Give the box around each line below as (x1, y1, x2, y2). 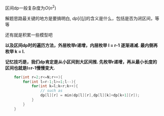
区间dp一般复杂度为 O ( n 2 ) (5, 4, 57, 11)
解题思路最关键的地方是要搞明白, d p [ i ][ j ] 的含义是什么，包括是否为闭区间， (5, 15, 155, 21)
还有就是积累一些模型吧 (5, 32, 53, 38)
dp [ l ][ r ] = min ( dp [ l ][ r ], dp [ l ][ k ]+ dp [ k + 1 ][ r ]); (40, 93, 140, 98)
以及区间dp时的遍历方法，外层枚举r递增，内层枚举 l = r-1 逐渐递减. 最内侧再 (5, 42, 158, 48)
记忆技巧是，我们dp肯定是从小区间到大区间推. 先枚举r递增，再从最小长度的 (5, 59, 157, 65)
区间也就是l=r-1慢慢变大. (5, 65, 55, 70)
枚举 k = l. (5, 48, 26, 54)
